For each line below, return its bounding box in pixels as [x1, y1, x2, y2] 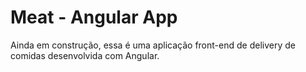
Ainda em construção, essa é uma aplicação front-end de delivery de [10, 39, 296, 51]
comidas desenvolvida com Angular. [10, 49, 160, 61]
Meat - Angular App [10, 6, 178, 29]
